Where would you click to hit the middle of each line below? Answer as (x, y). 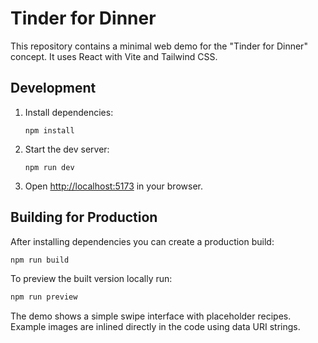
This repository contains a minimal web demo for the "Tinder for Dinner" (159, 46)
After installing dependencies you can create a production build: (142, 241)
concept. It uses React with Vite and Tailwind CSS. (114, 56)
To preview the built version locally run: (91, 279)
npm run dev (49, 167)
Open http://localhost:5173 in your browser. (113, 186)
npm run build (40, 260)
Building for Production (84, 217)
